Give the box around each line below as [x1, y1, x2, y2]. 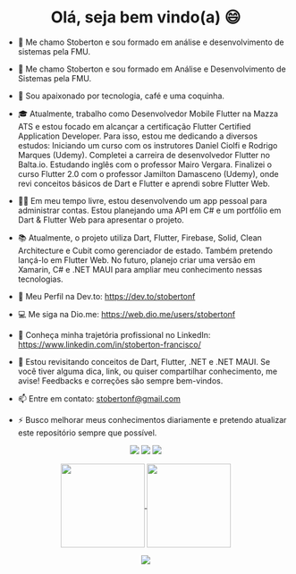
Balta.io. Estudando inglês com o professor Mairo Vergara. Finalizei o [17, 159, 273, 170]
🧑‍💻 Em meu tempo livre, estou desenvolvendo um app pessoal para [17, 195, 267, 206]
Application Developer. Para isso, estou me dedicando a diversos [17, 131, 258, 141]
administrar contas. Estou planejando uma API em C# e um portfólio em [17, 205, 282, 215]
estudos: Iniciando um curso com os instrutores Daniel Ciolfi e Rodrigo [17, 139, 278, 150]
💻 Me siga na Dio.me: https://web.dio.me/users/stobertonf [17, 308, 236, 319]
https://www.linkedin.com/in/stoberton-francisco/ [17, 339, 201, 350]
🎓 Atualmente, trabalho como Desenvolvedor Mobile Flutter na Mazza [17, 108, 279, 119]
